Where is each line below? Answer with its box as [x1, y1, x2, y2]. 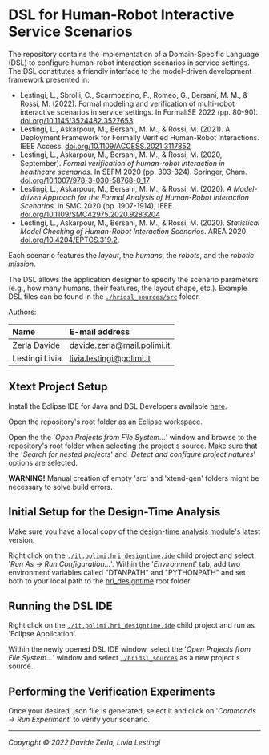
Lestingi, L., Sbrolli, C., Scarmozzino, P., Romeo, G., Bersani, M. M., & [19, 90, 248, 99]
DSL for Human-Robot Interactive [8, 6, 235, 24]
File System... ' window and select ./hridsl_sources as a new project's [8, 653, 240, 663]
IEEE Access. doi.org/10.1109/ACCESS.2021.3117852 [19, 141, 191, 151]
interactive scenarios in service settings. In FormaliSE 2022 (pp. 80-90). [19, 107, 259, 117]
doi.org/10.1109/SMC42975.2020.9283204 [19, 209, 161, 219]
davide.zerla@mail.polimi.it [69, 339, 171, 350]
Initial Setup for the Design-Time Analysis [8, 505, 221, 519]
